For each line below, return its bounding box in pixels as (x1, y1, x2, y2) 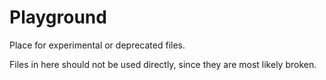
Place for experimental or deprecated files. (9, 39, 186, 51)
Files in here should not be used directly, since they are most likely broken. (9, 58, 317, 70)
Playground (9, 6, 107, 29)
